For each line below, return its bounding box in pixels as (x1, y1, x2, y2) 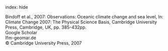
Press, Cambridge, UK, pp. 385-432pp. (5, 24, 87, 30)
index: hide (5, 4, 29, 10)
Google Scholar (5, 30, 38, 35)
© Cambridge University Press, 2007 (5, 40, 82, 46)
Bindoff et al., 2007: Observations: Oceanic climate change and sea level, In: (5, 14, 163, 19)
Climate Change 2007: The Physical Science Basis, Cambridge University (5, 19, 157, 25)
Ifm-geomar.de (5, 35, 37, 41)
